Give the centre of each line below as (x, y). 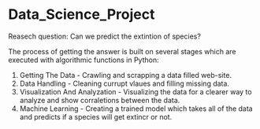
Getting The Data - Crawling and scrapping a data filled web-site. (126, 75)
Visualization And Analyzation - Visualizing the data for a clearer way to (136, 91)
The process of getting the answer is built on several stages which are (122, 51)
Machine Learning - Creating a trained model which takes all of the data (136, 109)
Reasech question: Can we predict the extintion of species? (104, 36)
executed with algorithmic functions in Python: (84, 60)
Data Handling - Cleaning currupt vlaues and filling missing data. (124, 83)
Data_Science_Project (82, 15)
